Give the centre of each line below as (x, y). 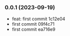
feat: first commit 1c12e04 (38, 19)
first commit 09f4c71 (33, 24)
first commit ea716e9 (33, 29)
